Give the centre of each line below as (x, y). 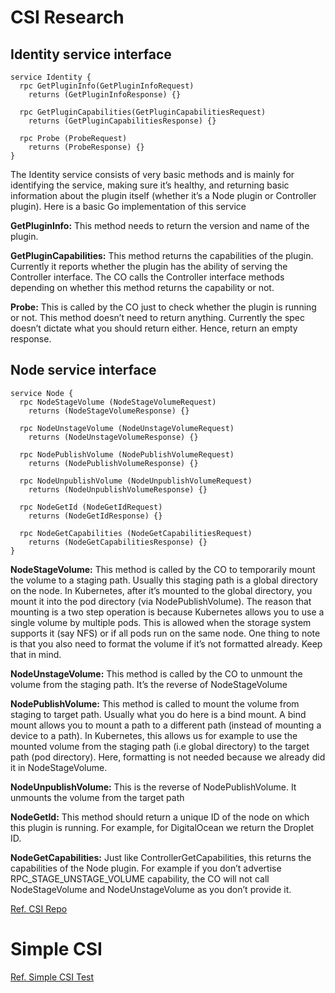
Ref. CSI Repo (39, 908)
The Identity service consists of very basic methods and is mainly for (152, 174)
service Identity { (51, 77)
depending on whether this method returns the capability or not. (142, 287)
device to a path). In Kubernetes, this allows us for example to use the (154, 735)
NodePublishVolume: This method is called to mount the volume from (155, 703)
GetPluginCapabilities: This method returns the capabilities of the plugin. (162, 255)
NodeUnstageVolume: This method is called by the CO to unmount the (156, 673)
